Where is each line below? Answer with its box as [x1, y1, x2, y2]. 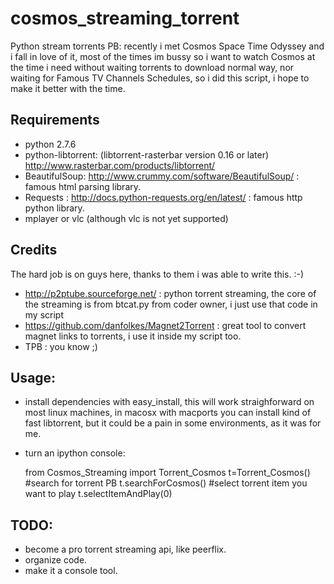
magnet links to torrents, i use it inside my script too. [24, 330, 242, 342]
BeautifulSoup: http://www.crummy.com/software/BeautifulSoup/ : [24, 170, 300, 182]
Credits [10, 242, 58, 259]
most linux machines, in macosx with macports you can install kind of [24, 407, 312, 419]
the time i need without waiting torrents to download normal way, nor [10, 61, 295, 73]
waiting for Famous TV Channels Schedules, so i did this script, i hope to [10, 72, 310, 84]
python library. [24, 202, 85, 214]
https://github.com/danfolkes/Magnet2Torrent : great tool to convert [24, 319, 307, 331]
